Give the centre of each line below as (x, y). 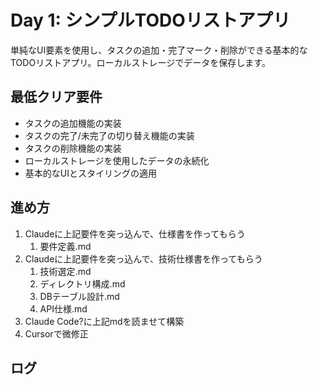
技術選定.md (65, 271)
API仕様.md (63, 308)
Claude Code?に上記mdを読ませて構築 (104, 321)
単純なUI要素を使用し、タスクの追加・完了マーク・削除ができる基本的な (159, 50)
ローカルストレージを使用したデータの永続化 (117, 160)
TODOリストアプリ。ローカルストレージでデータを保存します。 (140, 62)
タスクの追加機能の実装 (73, 123)
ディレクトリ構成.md (82, 283)
